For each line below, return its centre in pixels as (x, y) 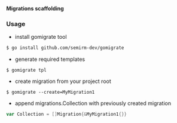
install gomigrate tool (41, 36)
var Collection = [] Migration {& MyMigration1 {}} (67, 114)
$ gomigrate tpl (26, 70)
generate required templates (50, 59)
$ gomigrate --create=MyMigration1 (51, 92)
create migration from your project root (63, 81)
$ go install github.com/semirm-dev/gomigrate (65, 48)
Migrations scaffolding (35, 8)
